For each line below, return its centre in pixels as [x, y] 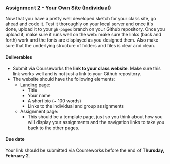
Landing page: [35, 85]
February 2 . [18, 155]
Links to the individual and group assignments [76, 106]
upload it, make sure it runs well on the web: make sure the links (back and [83, 35]
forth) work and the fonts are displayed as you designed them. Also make [82, 40]
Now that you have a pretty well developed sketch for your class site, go [81, 19]
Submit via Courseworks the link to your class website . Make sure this [87, 68]
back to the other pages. [54, 128]
